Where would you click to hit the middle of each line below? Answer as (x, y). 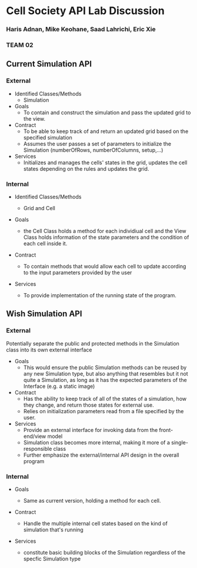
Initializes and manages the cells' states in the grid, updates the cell (105, 162)
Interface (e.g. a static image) (59, 386)
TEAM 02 (20, 45)
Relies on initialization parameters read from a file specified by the (103, 411)
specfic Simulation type (52, 559)
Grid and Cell (39, 208)
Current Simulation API (49, 64)
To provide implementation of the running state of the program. (100, 295)
